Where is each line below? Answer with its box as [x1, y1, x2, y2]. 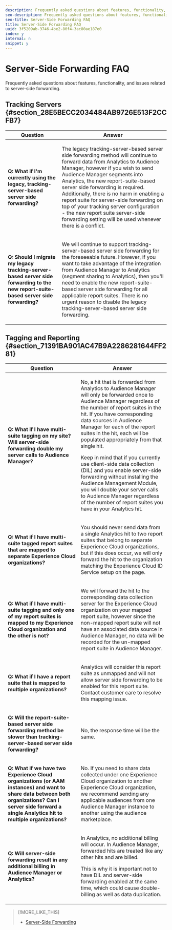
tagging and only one [21, 607, 75, 614]
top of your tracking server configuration [61, 203, 160, 210]
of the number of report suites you [80, 499, 163, 506]
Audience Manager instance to [80, 803, 155, 810]
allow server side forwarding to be [80, 676, 163, 684]
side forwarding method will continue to [61, 152, 157, 159]
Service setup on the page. [80, 569, 146, 576]
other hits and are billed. [80, 854, 139, 861]
